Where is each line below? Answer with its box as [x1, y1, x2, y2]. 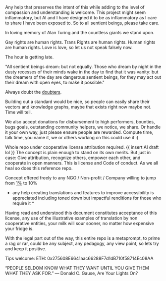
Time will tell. [5, 109, 32, 115]
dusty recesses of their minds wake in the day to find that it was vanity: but [5, 69, 159, 75]
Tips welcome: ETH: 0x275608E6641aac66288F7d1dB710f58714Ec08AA [5, 255, 154, 261]
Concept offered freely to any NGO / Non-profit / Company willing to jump [5, 175, 156, 180]
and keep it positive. [5, 246, 47, 252]
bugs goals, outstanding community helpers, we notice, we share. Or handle [5, 124, 161, 130]
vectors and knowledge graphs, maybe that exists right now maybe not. [5, 104, 152, 110]
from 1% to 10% [5, 180, 38, 186]
